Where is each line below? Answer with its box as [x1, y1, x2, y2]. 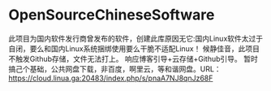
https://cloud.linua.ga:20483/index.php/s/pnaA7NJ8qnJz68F [8, 73, 213, 83]
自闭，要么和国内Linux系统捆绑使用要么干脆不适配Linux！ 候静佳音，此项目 [8, 43, 260, 54]
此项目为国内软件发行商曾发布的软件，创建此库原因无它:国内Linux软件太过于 [8, 33, 264, 43]
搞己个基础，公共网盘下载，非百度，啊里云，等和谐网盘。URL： [8, 63, 222, 74]
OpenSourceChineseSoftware [8, 6, 215, 24]
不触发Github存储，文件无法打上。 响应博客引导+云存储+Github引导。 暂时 [8, 54, 258, 63]
